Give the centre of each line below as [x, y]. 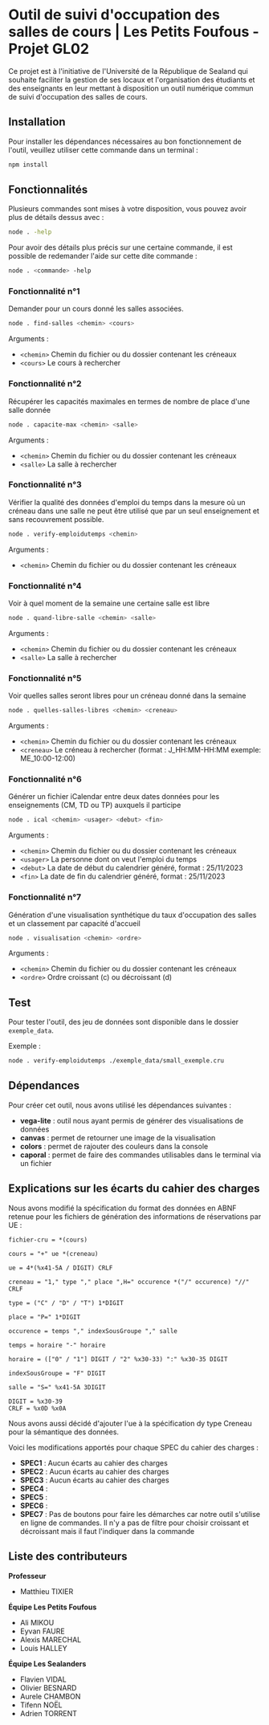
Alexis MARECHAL [51, 1639]
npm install [28, 165]
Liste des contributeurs [68, 1557]
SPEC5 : [34, 1497]
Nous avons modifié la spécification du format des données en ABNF [122, 1208]
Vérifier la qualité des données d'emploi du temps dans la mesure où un [127, 502]
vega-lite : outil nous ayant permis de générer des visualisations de [132, 1120]
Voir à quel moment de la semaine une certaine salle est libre [109, 603]
